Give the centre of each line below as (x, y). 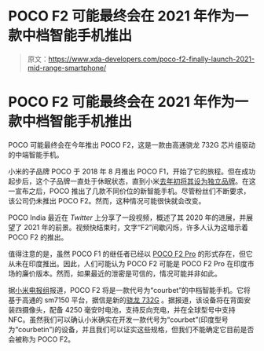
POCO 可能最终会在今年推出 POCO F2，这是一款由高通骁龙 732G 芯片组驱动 (132, 144)
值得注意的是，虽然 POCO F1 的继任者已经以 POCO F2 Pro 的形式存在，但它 (130, 254)
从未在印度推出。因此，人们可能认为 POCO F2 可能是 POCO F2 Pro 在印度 (128, 263)
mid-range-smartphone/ (67, 68)
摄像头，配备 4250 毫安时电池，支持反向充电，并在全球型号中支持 (128, 309)
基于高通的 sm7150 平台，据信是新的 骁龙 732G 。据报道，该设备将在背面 (126, 300)
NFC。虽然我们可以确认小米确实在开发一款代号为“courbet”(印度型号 (118, 320)
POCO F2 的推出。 (38, 237)
